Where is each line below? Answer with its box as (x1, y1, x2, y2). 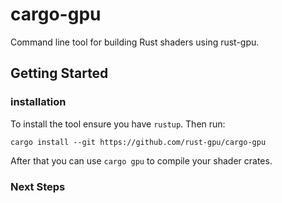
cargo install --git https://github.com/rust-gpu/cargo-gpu (10, 137, 267, 147)
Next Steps (10, 179, 66, 193)
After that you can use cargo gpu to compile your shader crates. (10, 154, 273, 167)
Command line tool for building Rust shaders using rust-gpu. (10, 36, 260, 48)
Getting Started (10, 65, 109, 82)
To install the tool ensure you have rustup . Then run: (10, 118, 226, 130)
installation (10, 95, 67, 109)
